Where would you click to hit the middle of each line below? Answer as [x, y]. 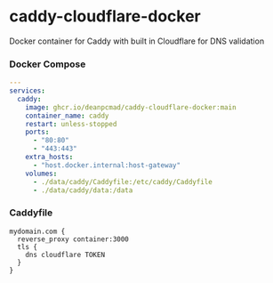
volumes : [41, 174]
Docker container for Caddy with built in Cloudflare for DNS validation [137, 41]
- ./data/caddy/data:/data [83, 190]
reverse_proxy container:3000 [73, 239]
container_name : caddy [67, 116]
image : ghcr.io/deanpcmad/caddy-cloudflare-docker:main [131, 107]
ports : [37, 132]
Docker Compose [48, 64]
